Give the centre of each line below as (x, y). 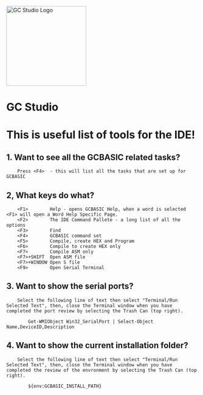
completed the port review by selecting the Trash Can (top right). (95, 311)
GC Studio (33, 107)
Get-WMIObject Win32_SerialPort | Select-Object (91, 321)
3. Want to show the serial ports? (70, 287)
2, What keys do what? (50, 195)
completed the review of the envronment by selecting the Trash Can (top (102, 370)
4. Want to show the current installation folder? (97, 345)
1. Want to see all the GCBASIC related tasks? (93, 157)
